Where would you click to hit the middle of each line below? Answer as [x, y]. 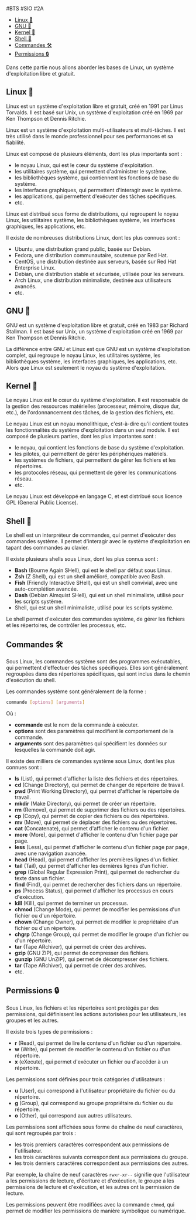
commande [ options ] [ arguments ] [45, 703]
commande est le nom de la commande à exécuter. [77, 725]
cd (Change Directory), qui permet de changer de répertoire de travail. [99, 785]
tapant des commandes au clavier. [48, 548]
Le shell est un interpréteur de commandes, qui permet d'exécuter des [91, 535]
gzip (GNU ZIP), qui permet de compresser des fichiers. [82, 953]
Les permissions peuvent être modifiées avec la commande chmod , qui [90, 1204]
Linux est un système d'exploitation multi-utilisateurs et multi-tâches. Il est [96, 130]
